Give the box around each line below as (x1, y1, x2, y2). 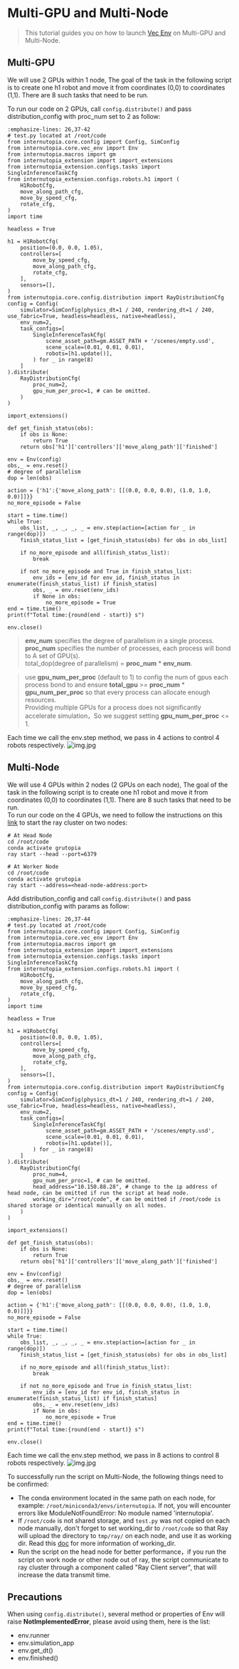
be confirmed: (7, 1480, 49, 1488)
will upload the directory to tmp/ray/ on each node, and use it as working (17, 1531, 232, 1540)
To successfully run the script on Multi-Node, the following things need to (7, 1472, 224, 1480)
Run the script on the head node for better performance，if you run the (17, 1547, 226, 1556)
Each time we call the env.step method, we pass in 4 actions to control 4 (7, 733, 220, 741)
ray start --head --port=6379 (7, 850, 97, 858)
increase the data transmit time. (17, 1570, 111, 1579)
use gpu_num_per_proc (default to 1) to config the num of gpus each (24, 672, 229, 681)
